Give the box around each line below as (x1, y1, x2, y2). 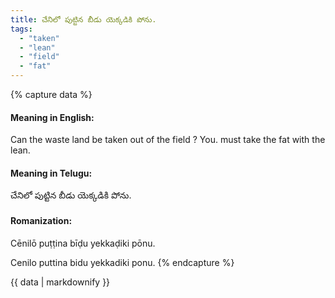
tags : (10, 24, 33, 34)
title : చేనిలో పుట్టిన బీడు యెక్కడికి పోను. (10, 14, 157, 25)
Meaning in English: (10, 111, 95, 123)
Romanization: (10, 215, 73, 226)
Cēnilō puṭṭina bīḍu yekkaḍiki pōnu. (10, 237, 156, 249)
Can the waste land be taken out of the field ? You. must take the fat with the (10, 134, 326, 146)
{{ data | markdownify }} (10, 276, 111, 288)
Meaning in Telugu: (10, 167, 93, 179)
